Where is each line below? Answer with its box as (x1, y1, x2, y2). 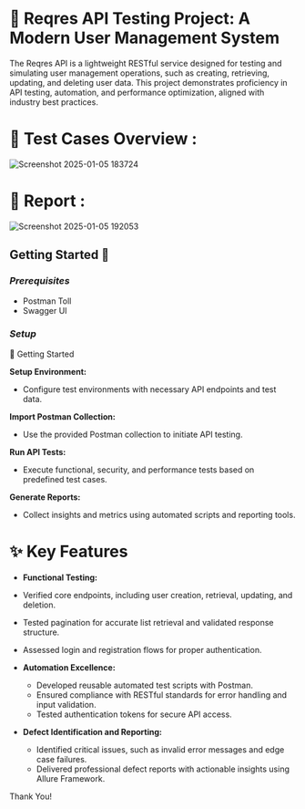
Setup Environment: (9, 366, 86, 377)
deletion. (22, 599, 56, 610)
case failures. (36, 753, 87, 764)
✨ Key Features (9, 541, 128, 562)
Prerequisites (9, 275, 70, 287)
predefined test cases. (22, 473, 107, 484)
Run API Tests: (9, 446, 66, 457)
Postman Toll (22, 296, 72, 306)
